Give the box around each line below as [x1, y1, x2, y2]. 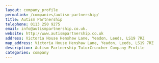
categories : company [5, 50, 49, 55]
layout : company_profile [5, 7, 58, 13]
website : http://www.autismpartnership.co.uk [5, 31, 103, 36]
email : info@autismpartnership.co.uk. [5, 26, 88, 31]
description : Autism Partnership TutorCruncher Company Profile [5, 45, 145, 50]
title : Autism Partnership [5, 17, 63, 22]
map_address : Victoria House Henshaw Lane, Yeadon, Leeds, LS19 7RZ [5, 41, 154, 46]
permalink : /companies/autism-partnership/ [5, 12, 99, 17]
